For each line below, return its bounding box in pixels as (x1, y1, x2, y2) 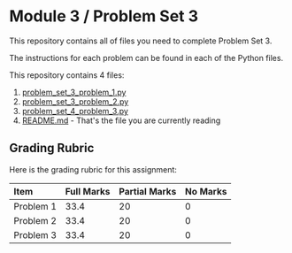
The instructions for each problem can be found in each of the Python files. (9, 52, 284, 63)
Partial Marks (119, 185, 177, 197)
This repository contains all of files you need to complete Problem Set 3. (9, 35, 273, 46)
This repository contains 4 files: (9, 69, 125, 80)
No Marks (184, 185, 227, 197)
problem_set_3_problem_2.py (21, 96, 129, 107)
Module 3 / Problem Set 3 (9, 6, 199, 27)
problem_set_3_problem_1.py (21, 87, 127, 97)
